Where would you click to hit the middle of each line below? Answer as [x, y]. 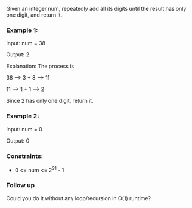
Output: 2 [18, 55]
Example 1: [22, 30]
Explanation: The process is [40, 66]
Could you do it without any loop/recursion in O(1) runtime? [78, 198]
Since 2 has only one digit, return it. [50, 101]
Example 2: [23, 116]
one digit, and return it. [34, 15]
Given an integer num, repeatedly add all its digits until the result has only [96, 9]
